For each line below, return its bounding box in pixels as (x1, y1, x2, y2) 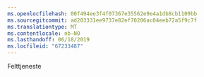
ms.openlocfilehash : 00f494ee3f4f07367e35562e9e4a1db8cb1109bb (7, 10, 198, 17)
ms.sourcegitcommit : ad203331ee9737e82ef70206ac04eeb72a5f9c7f (7, 17, 198, 24)
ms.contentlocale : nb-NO (7, 29, 80, 37)
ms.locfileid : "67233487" (7, 43, 83, 50)
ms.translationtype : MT (7, 23, 78, 30)
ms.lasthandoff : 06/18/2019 (7, 36, 90, 43)
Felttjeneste (7, 62, 42, 70)
